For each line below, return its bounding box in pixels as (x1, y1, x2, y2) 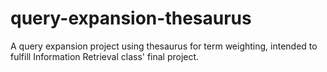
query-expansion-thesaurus (10, 7, 252, 30)
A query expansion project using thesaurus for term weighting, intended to (10, 40, 318, 52)
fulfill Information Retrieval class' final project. (10, 50, 200, 62)
